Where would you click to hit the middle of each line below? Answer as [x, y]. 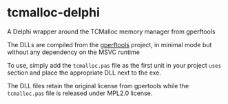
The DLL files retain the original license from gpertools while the [98, 86]
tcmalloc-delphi [53, 13]
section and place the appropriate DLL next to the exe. [84, 73]
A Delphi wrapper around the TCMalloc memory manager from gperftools [111, 31]
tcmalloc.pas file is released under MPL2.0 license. [80, 93]
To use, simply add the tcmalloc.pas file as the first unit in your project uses [114, 65]
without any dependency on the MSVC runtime [73, 52]
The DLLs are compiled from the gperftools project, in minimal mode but [110, 44]
